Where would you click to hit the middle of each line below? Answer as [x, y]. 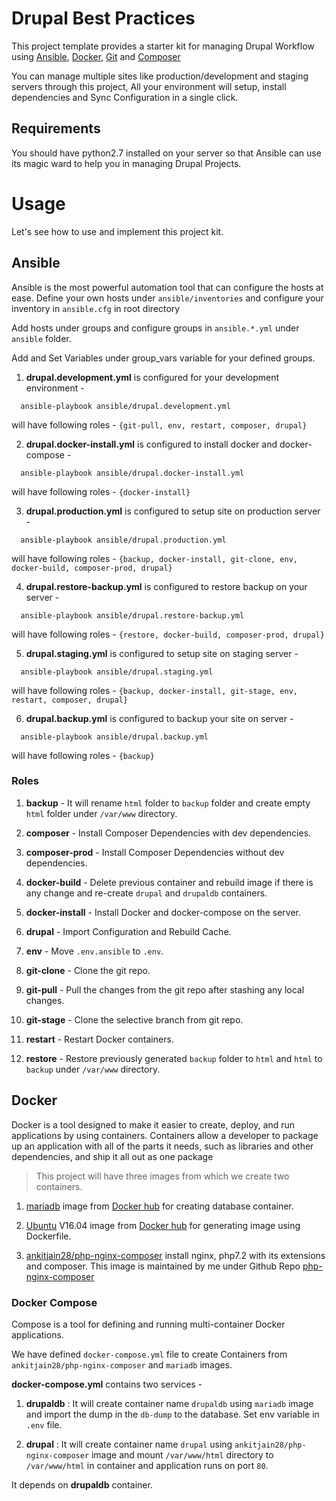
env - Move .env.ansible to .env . [94, 951]
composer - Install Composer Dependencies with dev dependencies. [168, 833]
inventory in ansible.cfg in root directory [96, 308]
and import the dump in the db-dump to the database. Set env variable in [172, 1414]
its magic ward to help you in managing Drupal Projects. [126, 163]
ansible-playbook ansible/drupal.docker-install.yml [132, 473]
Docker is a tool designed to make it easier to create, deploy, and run [153, 1124]
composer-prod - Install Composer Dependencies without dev [155, 852]
